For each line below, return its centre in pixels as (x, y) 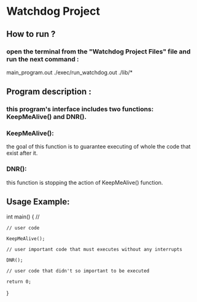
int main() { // (23, 217)
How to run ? (31, 34)
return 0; (19, 281)
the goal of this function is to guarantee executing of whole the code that (98, 147)
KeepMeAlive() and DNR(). (47, 117)
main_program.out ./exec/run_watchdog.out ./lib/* (70, 72)
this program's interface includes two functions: (80, 109)
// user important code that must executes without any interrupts (95, 249)
